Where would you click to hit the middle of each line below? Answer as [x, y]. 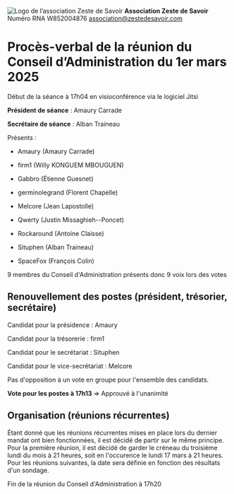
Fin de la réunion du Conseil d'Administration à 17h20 [85, 483]
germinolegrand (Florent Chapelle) [68, 192]
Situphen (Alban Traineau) [55, 247]
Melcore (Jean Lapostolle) [55, 206]
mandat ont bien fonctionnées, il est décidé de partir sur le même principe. [116, 440]
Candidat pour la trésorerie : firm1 [56, 339]
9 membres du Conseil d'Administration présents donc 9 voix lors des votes [117, 274]
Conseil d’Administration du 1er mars [117, 62]
